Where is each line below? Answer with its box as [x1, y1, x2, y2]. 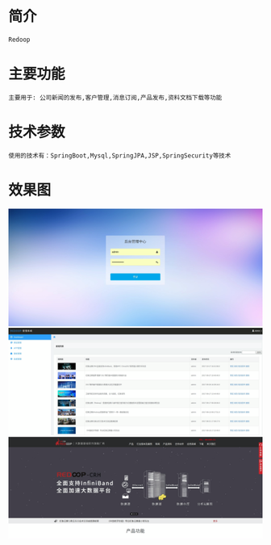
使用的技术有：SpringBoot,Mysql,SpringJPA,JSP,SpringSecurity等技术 [8, 151, 231, 160]
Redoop [8, 36, 31, 44]
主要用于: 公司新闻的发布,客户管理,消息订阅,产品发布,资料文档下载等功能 [8, 94, 223, 102]
